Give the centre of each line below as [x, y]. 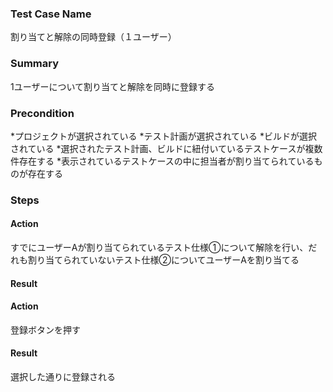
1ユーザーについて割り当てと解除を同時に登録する [112, 86]
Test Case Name [51, 14]
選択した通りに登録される [63, 377]
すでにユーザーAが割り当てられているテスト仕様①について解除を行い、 [159, 248]
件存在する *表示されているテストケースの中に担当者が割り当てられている [162, 161]
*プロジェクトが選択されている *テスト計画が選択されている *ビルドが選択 [164, 136]
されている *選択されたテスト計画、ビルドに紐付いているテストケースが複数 [166, 148]
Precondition [42, 113]
